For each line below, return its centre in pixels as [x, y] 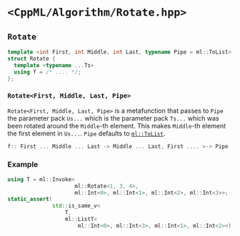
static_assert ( [30, 199]
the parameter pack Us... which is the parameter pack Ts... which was [113, 118]
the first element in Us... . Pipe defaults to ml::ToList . [86, 133]
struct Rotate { [31, 58]
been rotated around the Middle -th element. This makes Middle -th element [117, 125]
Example [23, 165]
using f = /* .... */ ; [47, 72]
